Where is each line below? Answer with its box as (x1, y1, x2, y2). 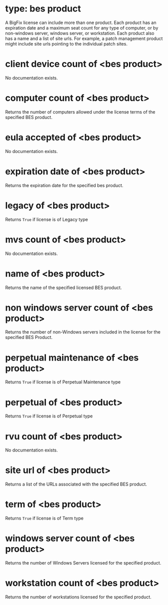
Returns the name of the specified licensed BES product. (5, 284, 122, 290)
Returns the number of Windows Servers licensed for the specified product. (5, 560, 161, 566)
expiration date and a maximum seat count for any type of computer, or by (5, 24, 158, 30)
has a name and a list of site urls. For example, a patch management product (5, 35, 163, 41)
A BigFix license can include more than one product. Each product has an (5, 19, 156, 25)
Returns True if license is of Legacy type (5, 216, 88, 222)
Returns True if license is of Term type (5, 515, 84, 521)
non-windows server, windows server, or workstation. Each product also (5, 30, 154, 36)
